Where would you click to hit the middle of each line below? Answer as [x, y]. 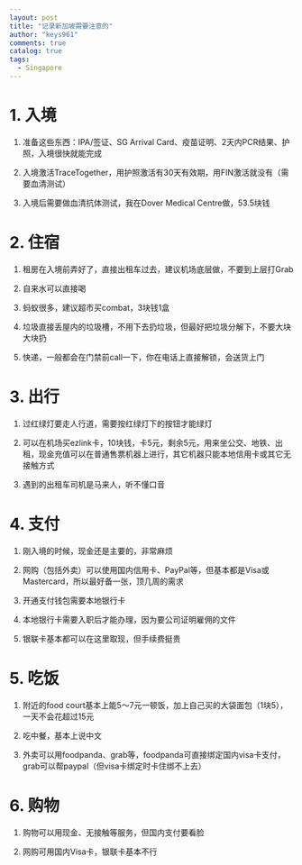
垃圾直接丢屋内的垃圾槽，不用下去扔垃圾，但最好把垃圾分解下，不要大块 [156, 326]
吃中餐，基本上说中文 [62, 735]
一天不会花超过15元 [58, 716]
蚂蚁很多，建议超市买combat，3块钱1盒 [96, 307]
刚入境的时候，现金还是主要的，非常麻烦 [97, 551]
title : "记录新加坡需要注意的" [61, 26]
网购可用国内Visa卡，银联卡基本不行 [90, 851]
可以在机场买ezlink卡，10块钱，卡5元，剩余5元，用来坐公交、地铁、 [149, 442]
